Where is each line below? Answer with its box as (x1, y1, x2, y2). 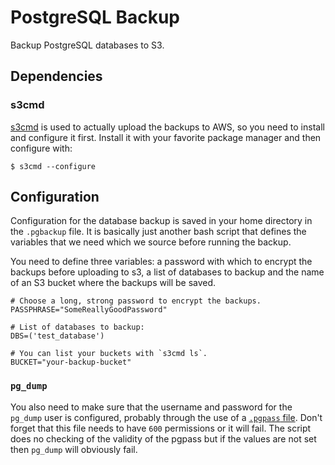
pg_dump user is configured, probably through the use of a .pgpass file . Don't (10, 411, 323, 423)
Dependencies (10, 68, 103, 85)
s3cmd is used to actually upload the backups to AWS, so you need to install (10, 121, 325, 133)
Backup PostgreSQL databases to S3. (10, 39, 165, 51)
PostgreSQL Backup (10, 6, 180, 29)
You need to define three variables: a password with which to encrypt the (10, 256, 313, 268)
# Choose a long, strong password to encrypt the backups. (10, 296, 262, 306)
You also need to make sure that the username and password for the (10, 401, 293, 413)
